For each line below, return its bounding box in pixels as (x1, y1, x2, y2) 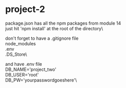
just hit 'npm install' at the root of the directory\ (5, 25, 103, 31)
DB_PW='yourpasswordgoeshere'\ (5, 77, 77, 83)
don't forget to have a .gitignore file (5, 35, 79, 41)
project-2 (5, 4, 45, 15)
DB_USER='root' (5, 71, 39, 77)
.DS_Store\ (5, 51, 27, 57)
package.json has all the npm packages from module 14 (5, 20, 121, 26)
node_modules (5, 40, 36, 46)
